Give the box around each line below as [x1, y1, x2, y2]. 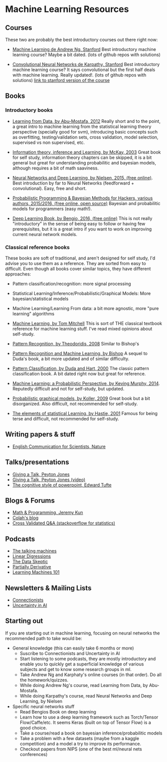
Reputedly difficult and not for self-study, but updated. [12, 385, 125, 391]
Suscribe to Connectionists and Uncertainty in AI [19, 650, 120, 656]
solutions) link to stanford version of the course [12, 77, 110, 83]
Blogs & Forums [5, 496, 55, 504]
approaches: [5, 271, 31, 277]
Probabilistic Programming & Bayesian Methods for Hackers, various [12, 195, 153, 201]
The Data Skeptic [12, 558, 48, 564]
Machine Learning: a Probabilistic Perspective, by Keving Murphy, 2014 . [12, 380, 161, 386]
